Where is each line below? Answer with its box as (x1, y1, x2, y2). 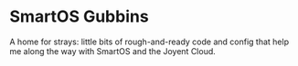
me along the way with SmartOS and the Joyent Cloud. (9, 45, 217, 56)
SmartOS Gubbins (9, 6, 149, 27)
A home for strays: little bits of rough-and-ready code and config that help (9, 36, 290, 47)
